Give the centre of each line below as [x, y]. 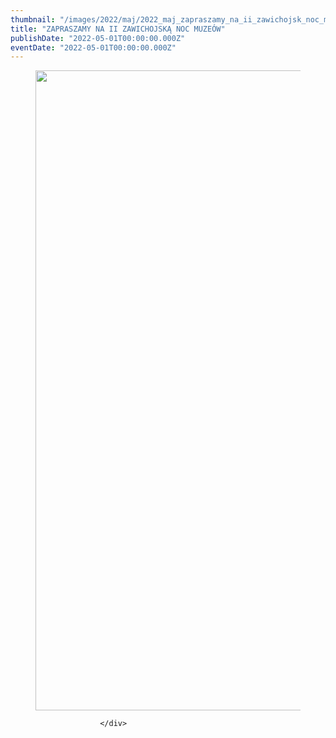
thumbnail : [33, 19]
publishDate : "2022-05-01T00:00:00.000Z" [98, 38]
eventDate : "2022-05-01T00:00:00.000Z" [93, 47]
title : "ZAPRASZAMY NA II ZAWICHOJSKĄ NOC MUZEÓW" [118, 29]
